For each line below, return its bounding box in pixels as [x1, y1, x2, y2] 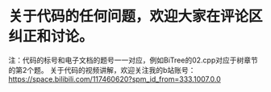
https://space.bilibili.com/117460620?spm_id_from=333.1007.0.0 [8, 74, 222, 84]
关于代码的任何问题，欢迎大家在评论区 [8, 7, 264, 26]
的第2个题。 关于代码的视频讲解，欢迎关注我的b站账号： [8, 65, 196, 74]
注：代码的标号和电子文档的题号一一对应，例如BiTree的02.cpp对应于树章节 [8, 55, 258, 65]
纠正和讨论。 [8, 27, 94, 46]
